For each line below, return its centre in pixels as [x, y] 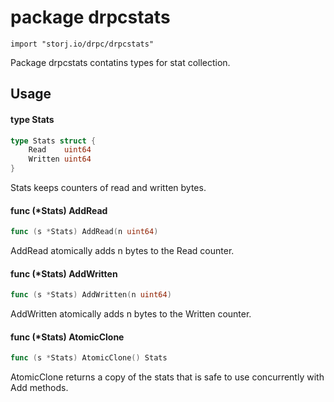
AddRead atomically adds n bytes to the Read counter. [122, 251]
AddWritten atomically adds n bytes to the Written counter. [131, 314]
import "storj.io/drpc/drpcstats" [82, 44]
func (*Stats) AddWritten [64, 273]
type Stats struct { [53, 141]
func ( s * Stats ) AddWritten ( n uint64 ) [91, 295]
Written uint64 [60, 159]
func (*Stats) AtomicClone [67, 337]
